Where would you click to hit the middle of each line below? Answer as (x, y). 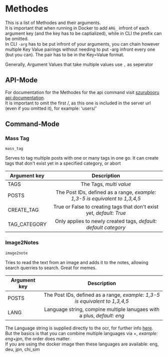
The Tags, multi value (106, 184)
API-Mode (21, 80)
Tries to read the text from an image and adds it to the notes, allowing (77, 262)
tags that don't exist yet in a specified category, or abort (63, 163)
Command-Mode (32, 124)
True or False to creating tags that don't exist (106, 207)
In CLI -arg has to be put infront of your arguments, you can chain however (82, 44)
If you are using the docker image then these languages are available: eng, (82, 344)
